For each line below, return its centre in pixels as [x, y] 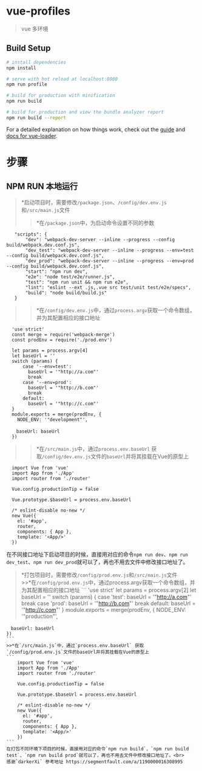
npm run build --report [36, 118]
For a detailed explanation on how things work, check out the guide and [96, 129]
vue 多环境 [35, 29]
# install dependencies [36, 62]
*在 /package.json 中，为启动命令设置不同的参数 [95, 222]
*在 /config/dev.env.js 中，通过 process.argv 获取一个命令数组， [116, 310]
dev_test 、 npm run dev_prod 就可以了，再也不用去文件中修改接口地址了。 [97, 562]
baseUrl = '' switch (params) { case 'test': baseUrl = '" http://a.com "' [106, 597]
